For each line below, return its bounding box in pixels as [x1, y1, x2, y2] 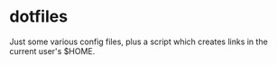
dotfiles [9, 6, 69, 27]
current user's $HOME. [9, 45, 96, 56]
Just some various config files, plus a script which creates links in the [9, 36, 268, 47]
